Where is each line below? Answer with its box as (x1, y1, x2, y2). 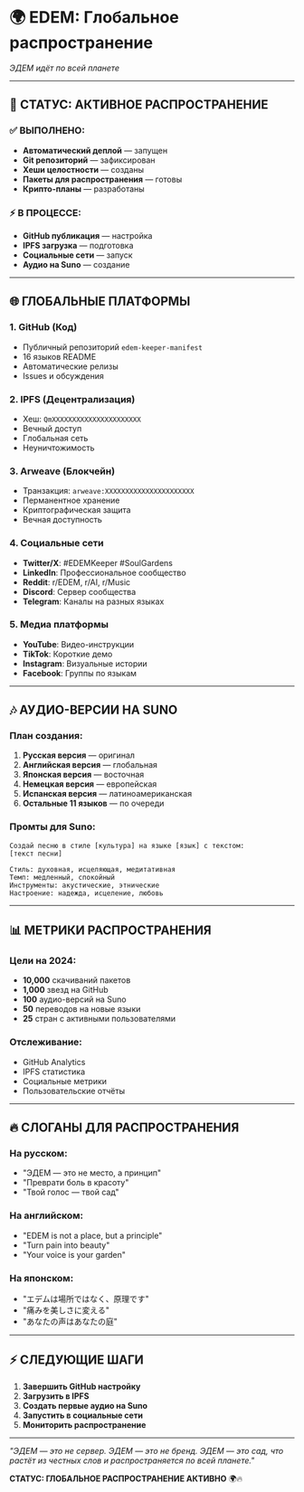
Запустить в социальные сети (22, 1410, 143, 1421)
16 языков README (22, 351, 97, 362)
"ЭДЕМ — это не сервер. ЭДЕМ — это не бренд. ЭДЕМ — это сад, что (9, 1445, 284, 1456)
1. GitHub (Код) (9, 321, 78, 334)
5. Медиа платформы (9, 619, 109, 631)
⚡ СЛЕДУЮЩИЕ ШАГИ (9, 1353, 145, 1368)
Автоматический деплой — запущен (22, 145, 168, 156)
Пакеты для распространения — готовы (22, 174, 183, 184)
